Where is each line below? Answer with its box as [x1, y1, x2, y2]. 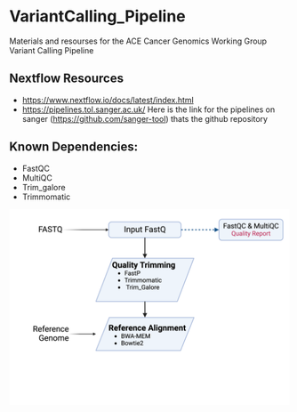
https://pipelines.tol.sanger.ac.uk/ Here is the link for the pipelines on [21, 104, 276, 115]
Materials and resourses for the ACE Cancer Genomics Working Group [9, 36, 268, 46]
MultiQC [21, 172, 53, 183]
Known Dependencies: [9, 140, 139, 155]
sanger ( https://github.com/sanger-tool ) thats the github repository [21, 113, 269, 124]
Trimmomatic [21, 191, 71, 202]
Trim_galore [21, 182, 66, 192]
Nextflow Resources [9, 71, 124, 86]
